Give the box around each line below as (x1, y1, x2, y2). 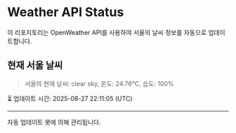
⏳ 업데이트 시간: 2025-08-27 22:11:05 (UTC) (7, 94, 133, 102)
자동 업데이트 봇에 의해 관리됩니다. (7, 118, 101, 126)
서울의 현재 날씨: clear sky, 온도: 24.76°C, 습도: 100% (24, 79, 174, 87)
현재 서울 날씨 (7, 59, 63, 71)
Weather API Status (7, 4, 124, 20)
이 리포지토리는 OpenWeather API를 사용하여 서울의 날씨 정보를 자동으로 (7, 28, 207, 36)
